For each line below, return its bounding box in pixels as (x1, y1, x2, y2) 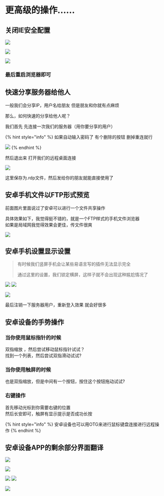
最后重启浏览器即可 (5, 71, 51, 78)
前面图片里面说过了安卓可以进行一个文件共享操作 (5, 205, 105, 211)
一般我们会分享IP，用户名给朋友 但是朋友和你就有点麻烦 (5, 102, 119, 108)
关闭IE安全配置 (5, 26, 51, 34)
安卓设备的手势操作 (5, 318, 64, 326)
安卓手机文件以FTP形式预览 (5, 191, 89, 199)
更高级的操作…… (5, 4, 76, 16)
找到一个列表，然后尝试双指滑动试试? (5, 353, 82, 359)
